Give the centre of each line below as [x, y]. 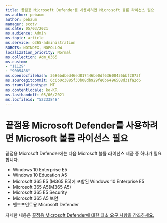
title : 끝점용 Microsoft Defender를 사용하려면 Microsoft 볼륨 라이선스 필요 [80, 10]
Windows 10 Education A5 [40, 175]
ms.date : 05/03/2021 [27, 29]
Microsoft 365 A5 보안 [35, 198]
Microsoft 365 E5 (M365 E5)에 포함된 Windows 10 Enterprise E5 [78, 181]
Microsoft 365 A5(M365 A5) [42, 187]
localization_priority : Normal [38, 52]
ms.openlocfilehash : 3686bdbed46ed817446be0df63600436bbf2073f [73, 76]
